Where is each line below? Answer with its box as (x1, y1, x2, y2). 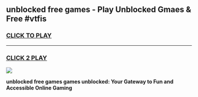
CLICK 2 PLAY (6, 53, 47, 62)
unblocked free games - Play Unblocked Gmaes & (6, 5, 192, 15)
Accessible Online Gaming (6, 84, 72, 91)
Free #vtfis (6, 14, 47, 24)
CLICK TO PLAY (6, 32, 52, 40)
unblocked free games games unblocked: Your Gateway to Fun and (6, 78, 174, 85)
